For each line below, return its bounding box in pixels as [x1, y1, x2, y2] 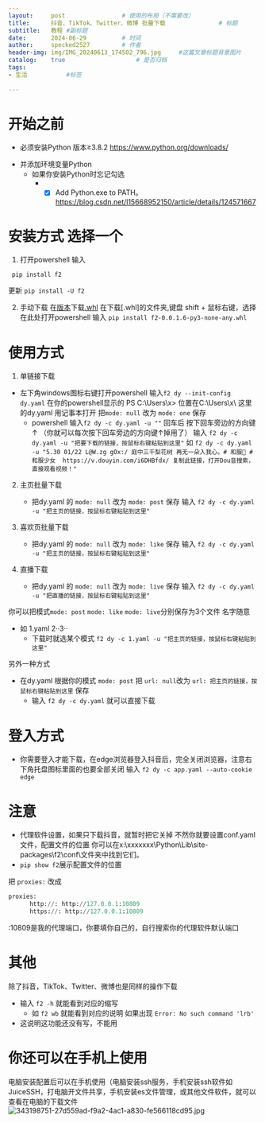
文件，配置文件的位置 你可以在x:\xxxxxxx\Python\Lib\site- [19, 840, 209, 849]
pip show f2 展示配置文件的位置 [19, 860, 122, 869]
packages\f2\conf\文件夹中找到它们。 [19, 850, 144, 860]
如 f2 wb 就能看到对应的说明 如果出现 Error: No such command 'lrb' [31, 1008, 255, 1018]
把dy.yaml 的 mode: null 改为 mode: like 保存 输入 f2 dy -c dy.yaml [31, 539, 255, 549]
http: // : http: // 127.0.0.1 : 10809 [29, 900, 140, 908]
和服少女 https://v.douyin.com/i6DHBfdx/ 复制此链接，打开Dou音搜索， [31, 457, 255, 465]
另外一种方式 [8, 659, 50, 669]
